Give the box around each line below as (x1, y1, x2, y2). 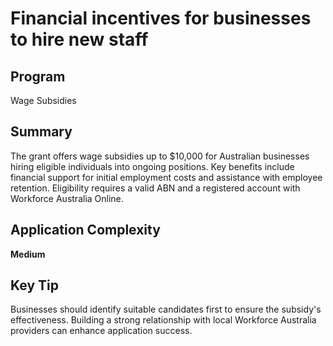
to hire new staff (10, 28, 149, 51)
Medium (10, 248, 46, 260)
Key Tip (10, 277, 59, 294)
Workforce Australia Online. (10, 192, 124, 204)
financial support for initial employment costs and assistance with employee (10, 171, 323, 183)
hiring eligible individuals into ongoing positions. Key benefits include (10, 160, 295, 172)
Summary (10, 123, 73, 141)
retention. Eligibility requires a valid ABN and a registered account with (10, 182, 301, 194)
